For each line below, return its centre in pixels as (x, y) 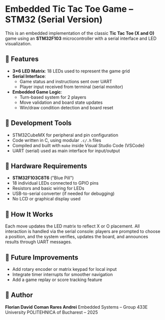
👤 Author (19, 295)
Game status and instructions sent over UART (66, 81)
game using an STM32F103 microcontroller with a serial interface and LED (81, 38)
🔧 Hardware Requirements (46, 166)
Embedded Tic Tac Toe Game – (69, 9)
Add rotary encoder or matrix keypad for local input (65, 269)
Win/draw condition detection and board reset (66, 107)
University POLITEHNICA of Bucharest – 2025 (51, 312)
